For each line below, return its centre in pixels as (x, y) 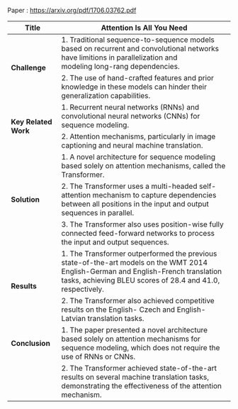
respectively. (83, 289)
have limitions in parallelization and (119, 58)
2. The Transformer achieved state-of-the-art (139, 368)
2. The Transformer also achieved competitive (138, 301)
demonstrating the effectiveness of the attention (141, 386)
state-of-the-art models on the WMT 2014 (134, 262)
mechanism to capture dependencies (154, 195)
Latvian (74, 318)
